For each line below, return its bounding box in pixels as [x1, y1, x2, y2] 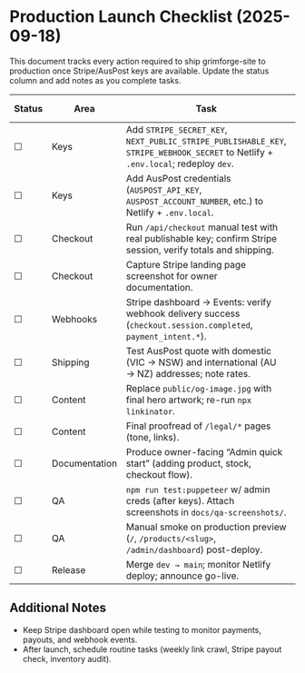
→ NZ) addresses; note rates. [125, 367, 251, 380]
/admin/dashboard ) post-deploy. [125, 543, 263, 556]
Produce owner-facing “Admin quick [125, 445, 283, 458]
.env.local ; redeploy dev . [125, 157, 234, 170]
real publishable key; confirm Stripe [125, 232, 278, 244]
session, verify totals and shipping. [125, 243, 274, 256]
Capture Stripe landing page [125, 258, 247, 271]
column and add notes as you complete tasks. [9, 74, 182, 85]
